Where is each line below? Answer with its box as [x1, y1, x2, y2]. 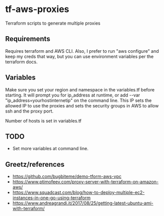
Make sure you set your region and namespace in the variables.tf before [5, 86, 155, 92]
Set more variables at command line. [12, 146, 89, 152]
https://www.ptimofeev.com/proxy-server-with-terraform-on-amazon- [12, 179, 159, 185]
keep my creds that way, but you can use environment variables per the [5, 53, 154, 59]
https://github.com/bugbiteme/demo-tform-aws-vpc [12, 173, 122, 179]
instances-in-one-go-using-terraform [12, 195, 91, 201]
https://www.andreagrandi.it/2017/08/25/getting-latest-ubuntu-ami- [12, 200, 153, 206]
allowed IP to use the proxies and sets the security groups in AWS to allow [5, 102, 159, 109]
